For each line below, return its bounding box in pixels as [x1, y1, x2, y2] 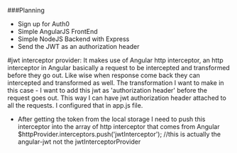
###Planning [7, 6, 45, 14]
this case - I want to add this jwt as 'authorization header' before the [7, 86, 208, 94]
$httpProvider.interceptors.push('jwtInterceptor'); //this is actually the [17, 130, 221, 138]
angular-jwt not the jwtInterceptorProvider [17, 137, 141, 146]
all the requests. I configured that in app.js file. [7, 101, 143, 109]
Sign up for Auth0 [17, 20, 70, 28]
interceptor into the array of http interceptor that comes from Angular [17, 123, 220, 130]
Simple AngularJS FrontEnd [17, 28, 98, 35]
